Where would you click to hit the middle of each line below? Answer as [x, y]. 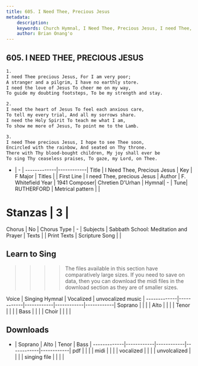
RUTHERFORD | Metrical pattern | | [57, 189]
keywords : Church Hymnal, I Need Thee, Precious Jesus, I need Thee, [105, 28]
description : [33, 23]
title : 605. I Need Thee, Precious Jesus [58, 12]
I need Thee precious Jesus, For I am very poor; [69, 77]
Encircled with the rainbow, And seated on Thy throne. [76, 148]
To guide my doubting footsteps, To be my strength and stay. [84, 93]
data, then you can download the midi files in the [124, 281]
